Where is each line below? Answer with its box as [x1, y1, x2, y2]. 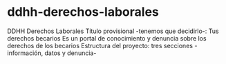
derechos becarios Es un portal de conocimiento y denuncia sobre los [7, 34, 207, 42]
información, [7, 49, 44, 57]
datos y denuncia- [44, 49, 97, 57]
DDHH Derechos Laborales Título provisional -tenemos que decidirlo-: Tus [7, 27, 219, 35]
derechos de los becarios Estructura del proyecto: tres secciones [7, 41, 194, 50]
